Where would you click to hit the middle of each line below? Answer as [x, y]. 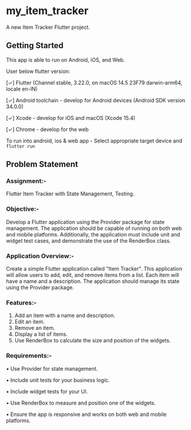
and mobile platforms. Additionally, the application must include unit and [93, 234]
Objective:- [23, 209]
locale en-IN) [22, 89]
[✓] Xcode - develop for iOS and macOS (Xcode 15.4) [71, 118]
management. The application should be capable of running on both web [94, 228]
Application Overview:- [40, 256]
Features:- [21, 302]
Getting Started [35, 46]
